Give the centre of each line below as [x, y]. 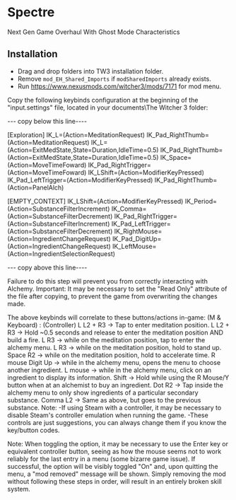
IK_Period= [201, 201]
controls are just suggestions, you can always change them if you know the [117, 422]
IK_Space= [176, 157]
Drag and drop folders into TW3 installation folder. [90, 71]
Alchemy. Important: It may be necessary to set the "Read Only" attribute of [117, 289]
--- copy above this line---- [47, 267]
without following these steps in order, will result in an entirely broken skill [115, 481]
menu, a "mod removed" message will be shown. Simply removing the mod [117, 474]
